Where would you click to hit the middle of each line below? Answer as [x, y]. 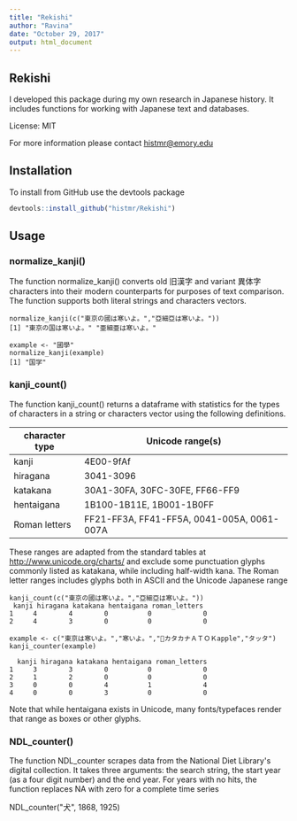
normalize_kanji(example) [57, 353]
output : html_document [51, 42]
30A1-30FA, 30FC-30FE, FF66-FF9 [162, 490]
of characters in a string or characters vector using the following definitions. [148, 414]
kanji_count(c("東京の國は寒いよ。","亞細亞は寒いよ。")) [107, 598]
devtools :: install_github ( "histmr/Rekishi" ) [92, 208]
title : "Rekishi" [41, 17]
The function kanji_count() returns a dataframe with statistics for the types [145, 404]
